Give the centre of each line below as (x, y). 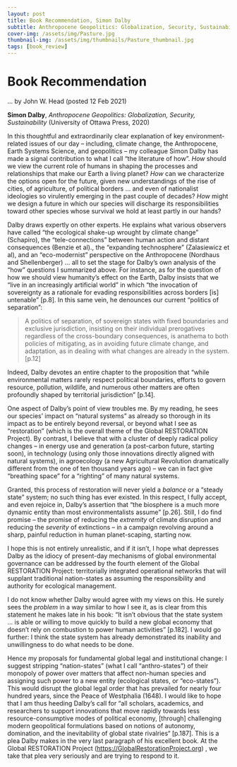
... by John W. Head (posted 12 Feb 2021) (67, 101)
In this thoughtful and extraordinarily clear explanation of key (96, 136)
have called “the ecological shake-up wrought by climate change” (103, 232)
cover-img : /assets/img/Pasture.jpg (61, 34)
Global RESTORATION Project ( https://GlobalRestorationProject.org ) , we (113, 748)
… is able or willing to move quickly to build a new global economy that (110, 622)
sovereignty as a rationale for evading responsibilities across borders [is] (113, 292)
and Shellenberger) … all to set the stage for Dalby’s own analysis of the (112, 262)
